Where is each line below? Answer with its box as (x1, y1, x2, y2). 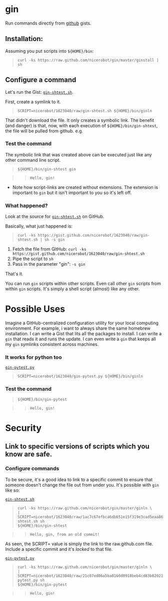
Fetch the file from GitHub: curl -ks (12, 246, 86, 252)
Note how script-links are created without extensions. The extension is (12, 184, 158, 190)
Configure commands (5, 465, 59, 472)
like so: (5, 487, 20, 493)
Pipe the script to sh (12, 256, 54, 262)
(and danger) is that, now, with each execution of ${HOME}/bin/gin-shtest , (5, 122, 158, 128)
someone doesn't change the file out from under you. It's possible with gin (5, 482, 159, 488)
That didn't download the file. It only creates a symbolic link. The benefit (5, 117, 154, 123)
